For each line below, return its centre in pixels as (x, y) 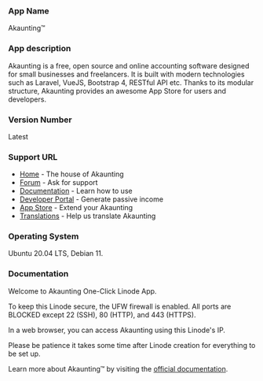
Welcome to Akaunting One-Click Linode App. (82, 291)
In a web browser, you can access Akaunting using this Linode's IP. (117, 330)
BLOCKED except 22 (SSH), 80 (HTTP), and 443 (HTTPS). (102, 314)
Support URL (33, 157)
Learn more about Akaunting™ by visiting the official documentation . (118, 368)
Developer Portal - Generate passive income (91, 199)
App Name (29, 11)
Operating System (44, 236)
